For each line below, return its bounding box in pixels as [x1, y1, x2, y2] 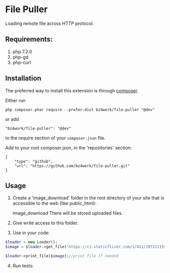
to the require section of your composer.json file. [5, 134, 106, 141]
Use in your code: [12, 230, 50, 236]
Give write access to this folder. [12, 220, 78, 226]
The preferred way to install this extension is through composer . [5, 87, 139, 93]
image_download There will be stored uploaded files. [12, 210, 123, 216]
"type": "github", [14, 159, 53, 164]
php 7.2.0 [12, 48, 32, 54]
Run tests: [12, 263, 34, 268]
